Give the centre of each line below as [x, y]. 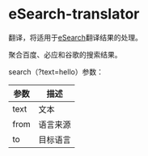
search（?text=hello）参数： [56, 72]
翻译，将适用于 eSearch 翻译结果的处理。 [76, 37]
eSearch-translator [74, 14]
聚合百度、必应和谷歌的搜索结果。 [65, 54]
